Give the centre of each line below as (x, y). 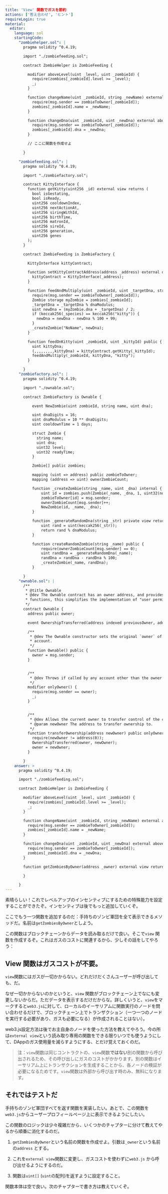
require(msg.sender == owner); (64, 692)
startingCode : (29, 38)
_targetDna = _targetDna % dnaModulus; (73, 305)
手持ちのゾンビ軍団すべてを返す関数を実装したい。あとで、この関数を (77, 1108)
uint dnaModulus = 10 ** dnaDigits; (70, 420)
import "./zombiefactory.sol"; (56, 175)
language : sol (29, 33)
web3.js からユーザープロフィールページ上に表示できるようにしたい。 (76, 1114)
